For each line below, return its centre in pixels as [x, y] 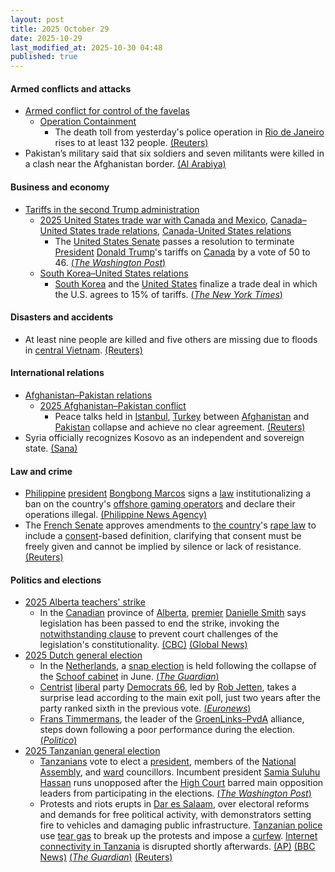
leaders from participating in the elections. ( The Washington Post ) [175, 793]
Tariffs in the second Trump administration [112, 209]
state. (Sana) [51, 448]
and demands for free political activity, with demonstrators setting [175, 815]
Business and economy [60, 187]
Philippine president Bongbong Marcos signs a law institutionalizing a [168, 493]
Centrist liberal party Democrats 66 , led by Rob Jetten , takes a [168, 687]
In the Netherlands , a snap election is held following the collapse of [178, 666]
